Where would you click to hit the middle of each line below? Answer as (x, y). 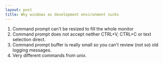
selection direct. (29, 39)
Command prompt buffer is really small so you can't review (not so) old (85, 44)
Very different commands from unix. (50, 55)
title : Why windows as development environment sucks (62, 14)
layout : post (19, 10)
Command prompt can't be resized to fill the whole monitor (73, 28)
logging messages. (32, 50)
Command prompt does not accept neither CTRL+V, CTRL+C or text (82, 34)
